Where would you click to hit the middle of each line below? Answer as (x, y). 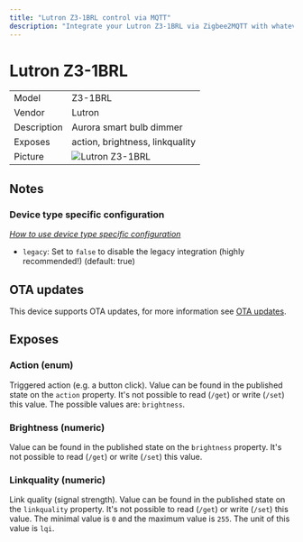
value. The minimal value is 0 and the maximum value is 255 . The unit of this (150, 519)
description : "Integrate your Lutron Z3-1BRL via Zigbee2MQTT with (139, 26)
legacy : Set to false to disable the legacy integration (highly (133, 252)
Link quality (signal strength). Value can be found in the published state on (147, 500)
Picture (29, 157)
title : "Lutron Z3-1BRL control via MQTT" (90, 18)
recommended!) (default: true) (78, 262)
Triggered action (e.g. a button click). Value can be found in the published (146, 385)
